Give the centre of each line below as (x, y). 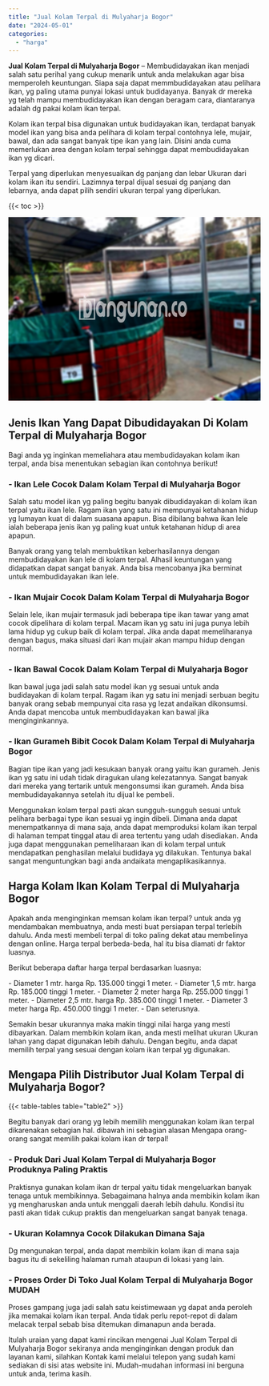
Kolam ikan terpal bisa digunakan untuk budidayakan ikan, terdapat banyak (132, 124)
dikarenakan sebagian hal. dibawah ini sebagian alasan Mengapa (116, 1130)
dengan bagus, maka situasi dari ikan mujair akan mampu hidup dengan (127, 640)
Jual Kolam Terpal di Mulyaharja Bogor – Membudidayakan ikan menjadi (129, 66)
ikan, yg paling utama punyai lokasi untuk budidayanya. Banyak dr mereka (130, 91)
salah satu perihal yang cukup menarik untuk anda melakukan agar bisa (126, 74)
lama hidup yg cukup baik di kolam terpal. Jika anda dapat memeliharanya (130, 631)
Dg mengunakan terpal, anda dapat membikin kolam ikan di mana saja (124, 1251)
